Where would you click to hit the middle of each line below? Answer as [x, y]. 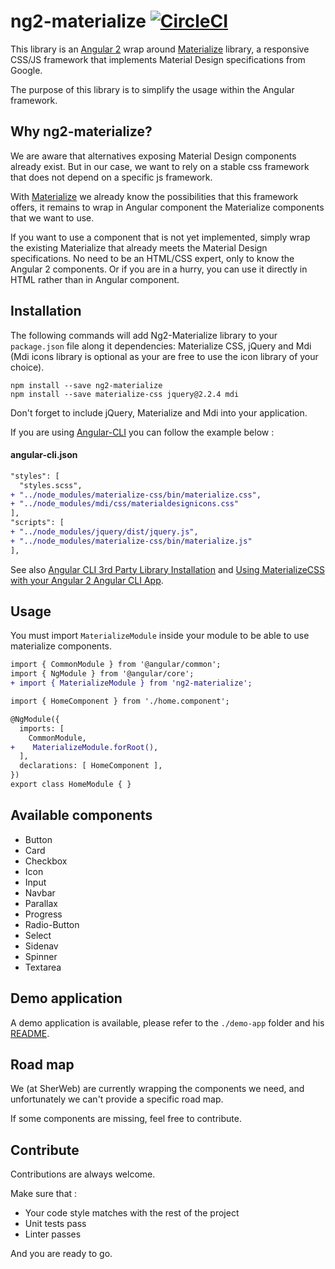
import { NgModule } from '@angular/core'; [102, 674]
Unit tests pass [55, 1224]
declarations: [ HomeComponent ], [91, 766]
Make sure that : [44, 1194]
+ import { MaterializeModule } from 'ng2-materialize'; [131, 683]
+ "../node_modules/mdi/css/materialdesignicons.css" [125, 504]
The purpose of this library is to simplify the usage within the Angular [152, 89]
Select [38, 935]
